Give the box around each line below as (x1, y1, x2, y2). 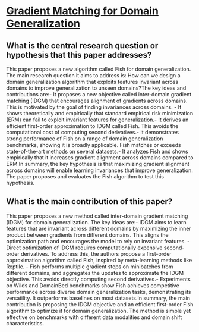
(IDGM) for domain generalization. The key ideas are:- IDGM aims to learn (6, 218, 187, 225)
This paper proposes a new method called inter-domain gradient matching (6, 212, 188, 220)
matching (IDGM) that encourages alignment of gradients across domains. (6, 97, 188, 104)
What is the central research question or (6, 40, 159, 51)
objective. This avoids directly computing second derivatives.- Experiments (6, 275, 191, 283)
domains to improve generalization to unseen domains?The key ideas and (6, 84, 187, 92)
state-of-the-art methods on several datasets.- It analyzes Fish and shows (6, 148, 188, 155)
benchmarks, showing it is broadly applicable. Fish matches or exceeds (6, 142, 181, 148)
